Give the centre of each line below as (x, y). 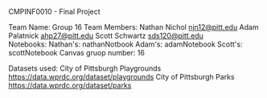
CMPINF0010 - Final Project (54, 12)
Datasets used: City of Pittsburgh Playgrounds (85, 68)
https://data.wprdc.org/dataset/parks (70, 85)
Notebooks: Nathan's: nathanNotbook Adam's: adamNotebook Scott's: (125, 44)
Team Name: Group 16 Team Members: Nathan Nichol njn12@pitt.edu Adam (133, 27)
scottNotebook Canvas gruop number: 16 (76, 53)
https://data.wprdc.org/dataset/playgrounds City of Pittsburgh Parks (121, 77)
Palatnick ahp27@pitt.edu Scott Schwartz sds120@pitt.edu (106, 36)
